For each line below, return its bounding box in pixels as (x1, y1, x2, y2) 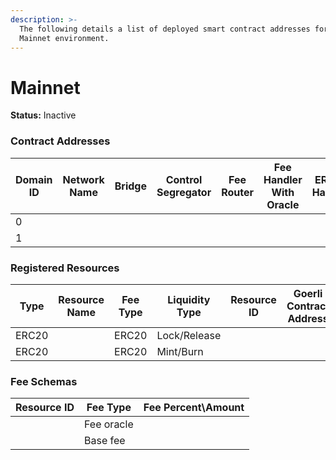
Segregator (156, 185, 212, 199)
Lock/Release (156, 328, 222, 342)
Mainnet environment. (19, 33, 110, 43)
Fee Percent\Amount (143, 401, 245, 415)
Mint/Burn (156, 344, 204, 358)
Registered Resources (10, 261, 120, 275)
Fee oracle (84, 417, 134, 431)
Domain (15, 172, 53, 186)
